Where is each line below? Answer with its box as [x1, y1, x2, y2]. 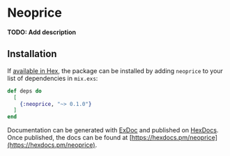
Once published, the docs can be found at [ [7, 134, 132, 142]
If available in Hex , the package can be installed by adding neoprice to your [7, 66, 223, 75]
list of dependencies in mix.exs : [7, 74, 98, 82]
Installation [7, 48, 57, 60]
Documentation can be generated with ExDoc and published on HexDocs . [7, 126, 219, 134]
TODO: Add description [7, 28, 77, 36]
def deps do [7, 87, 42, 95]
